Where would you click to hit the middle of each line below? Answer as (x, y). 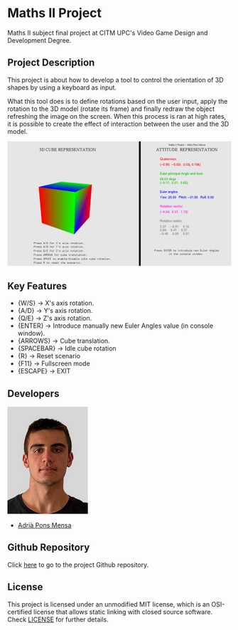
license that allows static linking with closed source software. (123, 612)
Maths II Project (54, 13)
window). (31, 333)
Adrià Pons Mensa (44, 525)
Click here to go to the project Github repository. (78, 565)
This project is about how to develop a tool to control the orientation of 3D (115, 80)
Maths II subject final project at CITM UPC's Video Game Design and (108, 33)
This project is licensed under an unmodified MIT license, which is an (109, 604)
